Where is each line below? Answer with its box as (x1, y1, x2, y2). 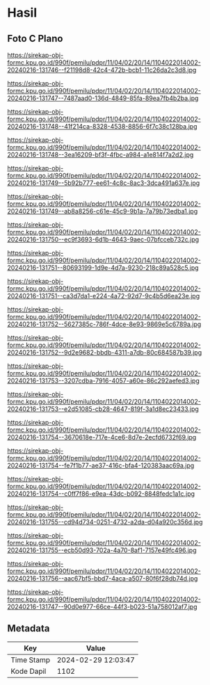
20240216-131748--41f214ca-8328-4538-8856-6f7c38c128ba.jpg (7, 122, 197, 130)
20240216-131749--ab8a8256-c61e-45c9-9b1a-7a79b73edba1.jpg (7, 207, 198, 215)
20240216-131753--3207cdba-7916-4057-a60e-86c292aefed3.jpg (7, 377, 200, 385)
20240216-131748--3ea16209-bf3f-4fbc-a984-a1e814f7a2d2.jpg (7, 151, 194, 159)
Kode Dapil (10, 666, 47, 676)
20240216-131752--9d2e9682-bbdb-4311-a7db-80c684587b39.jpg (7, 348, 202, 356)
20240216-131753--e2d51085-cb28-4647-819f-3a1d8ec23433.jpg (7, 405, 200, 413)
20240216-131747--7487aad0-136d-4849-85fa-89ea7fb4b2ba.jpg (7, 94, 199, 102)
